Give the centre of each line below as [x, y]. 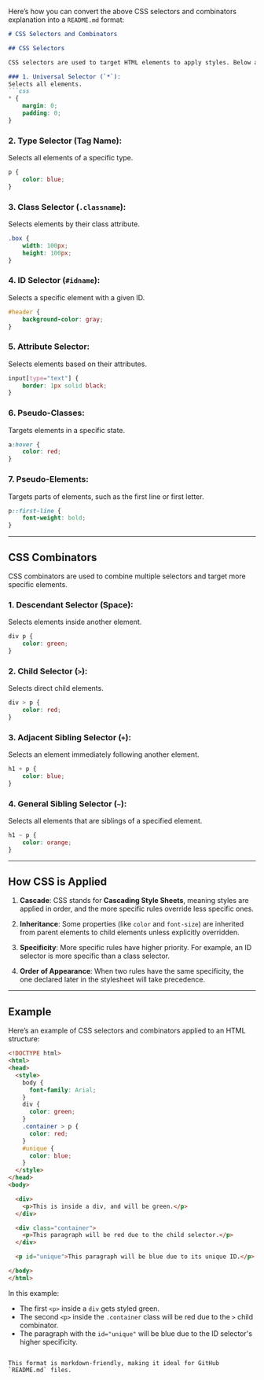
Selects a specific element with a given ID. [77, 297]
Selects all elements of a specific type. [71, 158]
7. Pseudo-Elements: [48, 479]
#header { [24, 312]
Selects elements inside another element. [75, 622]
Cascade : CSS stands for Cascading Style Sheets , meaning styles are [134, 901]
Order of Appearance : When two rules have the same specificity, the [132, 971]
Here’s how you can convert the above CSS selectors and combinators [123, 11]
